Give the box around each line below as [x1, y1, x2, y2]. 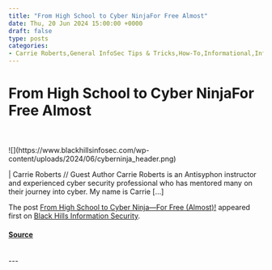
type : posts [8, 34, 49, 43]
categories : [8, 42, 49, 50]
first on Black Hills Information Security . [8, 211, 141, 221]
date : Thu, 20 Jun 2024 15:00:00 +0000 [8, 19, 143, 27]
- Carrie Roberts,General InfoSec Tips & [8, 49, 151, 57]
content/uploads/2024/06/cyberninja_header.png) [8, 154, 176, 163]
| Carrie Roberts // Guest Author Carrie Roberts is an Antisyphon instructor [8, 169, 257, 179]
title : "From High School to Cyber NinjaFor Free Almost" [8, 11, 208, 20]
